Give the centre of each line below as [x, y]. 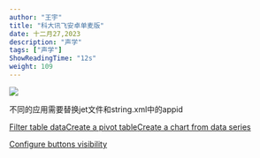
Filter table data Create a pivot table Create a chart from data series [130, 127]
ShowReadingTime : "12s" [53, 58]
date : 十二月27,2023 [45, 34]
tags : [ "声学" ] [36, 50]
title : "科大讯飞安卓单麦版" [57, 26]
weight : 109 [31, 67]
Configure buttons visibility [58, 144]
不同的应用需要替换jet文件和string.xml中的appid [96, 109]
